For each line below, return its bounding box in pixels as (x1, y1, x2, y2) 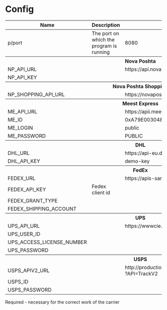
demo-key (125, 157, 150, 164)
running (91, 48, 110, 55)
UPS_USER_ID (7, 230, 41, 237)
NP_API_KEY (7, 74, 37, 81)
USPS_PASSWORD (7, 286, 52, 293)
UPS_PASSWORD (7, 247, 49, 254)
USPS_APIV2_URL (7, 267, 50, 274)
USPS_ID (7, 278, 29, 285)
